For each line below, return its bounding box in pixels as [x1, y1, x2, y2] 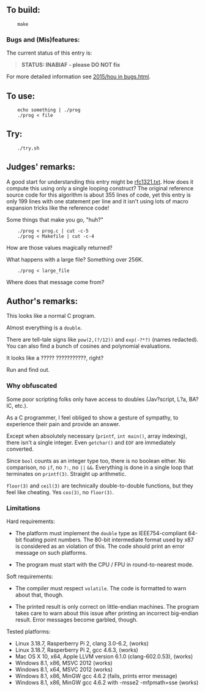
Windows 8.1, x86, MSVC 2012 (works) [15, 659, 113, 666]
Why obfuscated [6, 382, 57, 390]
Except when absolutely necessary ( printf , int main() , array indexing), [6, 432, 188, 440]
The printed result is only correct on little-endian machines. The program [15, 603, 199, 610]
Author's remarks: [6, 296, 78, 306]
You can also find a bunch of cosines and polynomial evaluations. [6, 342, 171, 350]
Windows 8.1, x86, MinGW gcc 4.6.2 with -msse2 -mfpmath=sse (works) [15, 679, 199, 686]
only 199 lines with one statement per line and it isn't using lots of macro [6, 197, 188, 205]
